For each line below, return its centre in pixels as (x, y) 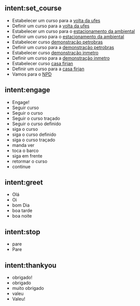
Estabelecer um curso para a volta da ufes (56, 20)
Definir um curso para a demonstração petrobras (63, 47)
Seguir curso (25, 108)
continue (21, 167)
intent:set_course (33, 8)
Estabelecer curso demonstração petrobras (57, 42)
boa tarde (22, 211)
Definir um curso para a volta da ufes (51, 26)
